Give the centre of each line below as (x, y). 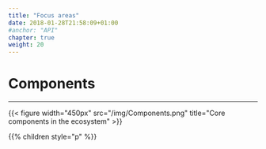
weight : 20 (26, 45)
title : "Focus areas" (44, 15)
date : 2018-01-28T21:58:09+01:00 (63, 23)
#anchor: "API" (33, 30)
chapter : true (32, 37)
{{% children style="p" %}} (53, 137)
